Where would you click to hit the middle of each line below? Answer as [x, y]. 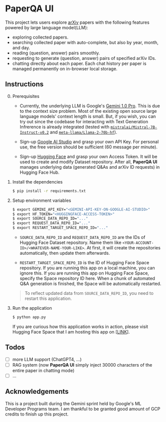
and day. [21, 47]
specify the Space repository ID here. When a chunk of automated [87, 278]
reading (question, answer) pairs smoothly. [56, 53]
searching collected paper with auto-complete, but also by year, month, [85, 42]
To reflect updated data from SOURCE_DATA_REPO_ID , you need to [89, 293]
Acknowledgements [37, 392]
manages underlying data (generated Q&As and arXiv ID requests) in [90, 167]
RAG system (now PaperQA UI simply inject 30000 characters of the [82, 365]
